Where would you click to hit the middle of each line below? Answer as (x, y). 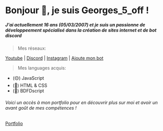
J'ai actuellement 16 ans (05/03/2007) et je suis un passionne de (75, 24)
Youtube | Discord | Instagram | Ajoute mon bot (54, 58)
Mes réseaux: (32, 48)
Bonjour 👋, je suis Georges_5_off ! (77, 10)
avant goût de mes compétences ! (41, 108)
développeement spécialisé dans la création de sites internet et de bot (81, 30)
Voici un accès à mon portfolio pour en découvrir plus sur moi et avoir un (81, 102)
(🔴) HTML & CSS (30, 85)
